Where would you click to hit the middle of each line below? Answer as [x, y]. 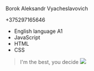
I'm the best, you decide [49, 62]
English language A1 [38, 31]
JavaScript [27, 37]
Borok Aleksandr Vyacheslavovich [47, 9]
